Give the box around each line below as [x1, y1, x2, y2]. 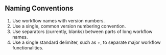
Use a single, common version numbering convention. [12, 23, 126, 29]
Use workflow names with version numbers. [12, 17, 105, 23]
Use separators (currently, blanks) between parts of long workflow [12, 28, 153, 35]
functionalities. [12, 44, 44, 50]
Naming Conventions [5, 4, 74, 13]
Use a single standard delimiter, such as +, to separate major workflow [12, 39, 161, 45]
